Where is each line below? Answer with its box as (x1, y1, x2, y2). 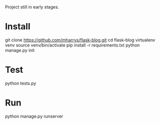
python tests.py (5, 80, 36, 86)
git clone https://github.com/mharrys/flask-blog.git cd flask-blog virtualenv (5, 37, 156, 43)
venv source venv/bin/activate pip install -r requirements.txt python (5, 42, 140, 48)
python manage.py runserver (5, 113, 63, 119)
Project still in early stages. (5, 4, 59, 10)
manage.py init (5, 47, 35, 53)
